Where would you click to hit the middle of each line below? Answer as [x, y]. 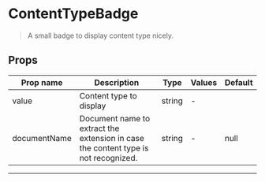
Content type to [108, 95]
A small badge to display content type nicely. [101, 35]
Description [117, 82]
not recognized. [108, 158]
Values [204, 82]
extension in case [112, 138]
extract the [99, 128]
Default [239, 82]
